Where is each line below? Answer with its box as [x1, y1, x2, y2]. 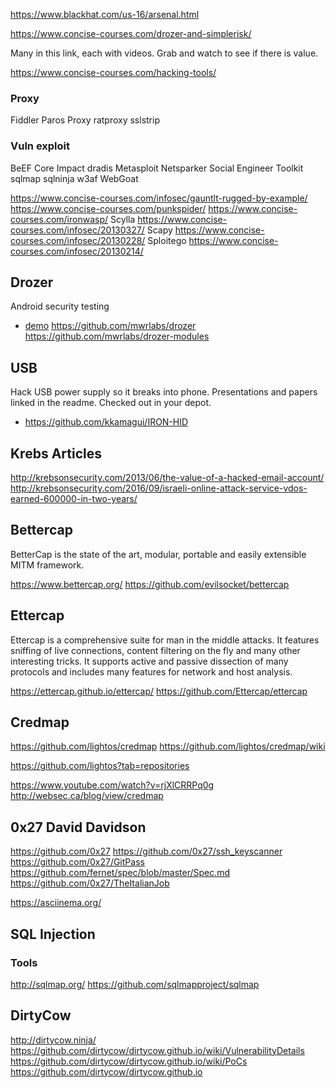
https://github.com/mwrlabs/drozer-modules [24, 330, 210, 343]
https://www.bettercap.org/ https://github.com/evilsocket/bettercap [10, 578, 290, 590]
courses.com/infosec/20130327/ [10, 224, 145, 236]
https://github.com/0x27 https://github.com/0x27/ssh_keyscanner [10, 845, 283, 858]
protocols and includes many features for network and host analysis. [10, 665, 293, 678]
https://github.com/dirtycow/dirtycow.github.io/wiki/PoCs [10, 1055, 248, 1067]
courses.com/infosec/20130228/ [10, 234, 146, 246]
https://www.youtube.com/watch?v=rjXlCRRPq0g [10, 779, 215, 791]
